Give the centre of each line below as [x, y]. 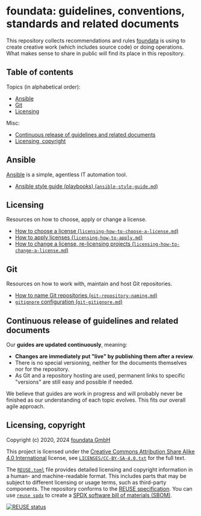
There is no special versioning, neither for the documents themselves [101, 363]
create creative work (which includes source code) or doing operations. [95, 47]
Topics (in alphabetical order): [43, 87]
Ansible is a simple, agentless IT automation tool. [67, 174]
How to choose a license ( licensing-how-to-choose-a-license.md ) [97, 231]
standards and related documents [93, 24]
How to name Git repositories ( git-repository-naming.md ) [86, 296]
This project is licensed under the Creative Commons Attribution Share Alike [100, 451]
